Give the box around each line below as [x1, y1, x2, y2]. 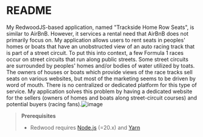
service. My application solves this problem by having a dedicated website [6, 88, 193, 95]
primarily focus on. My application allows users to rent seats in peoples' [6, 36, 186, 43]
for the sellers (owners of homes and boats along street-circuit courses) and [6, 94, 198, 101]
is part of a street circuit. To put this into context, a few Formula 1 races [6, 49, 184, 56]
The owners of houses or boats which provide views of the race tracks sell [6, 68, 193, 75]
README [6, 4, 52, 18]
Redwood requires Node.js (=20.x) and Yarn [30, 124, 141, 131]
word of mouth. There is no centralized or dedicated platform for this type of [6, 81, 197, 88]
